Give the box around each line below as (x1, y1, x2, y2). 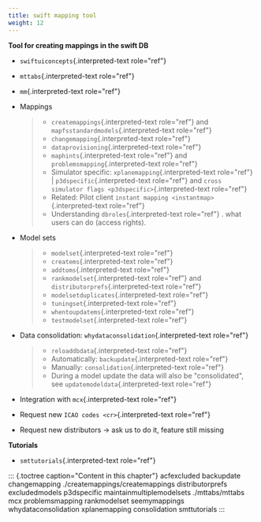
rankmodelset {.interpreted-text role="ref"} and (50, 273, 202, 282)
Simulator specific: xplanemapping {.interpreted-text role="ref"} (50, 167, 254, 177)
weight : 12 (8, 19, 44, 27)
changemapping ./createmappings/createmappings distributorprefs (8, 479, 228, 489)
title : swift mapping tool (8, 11, 97, 20)
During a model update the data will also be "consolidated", (50, 371, 244, 380)
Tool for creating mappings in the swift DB (8, 40, 149, 50)
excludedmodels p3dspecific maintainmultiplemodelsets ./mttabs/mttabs (8, 487, 245, 497)
